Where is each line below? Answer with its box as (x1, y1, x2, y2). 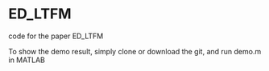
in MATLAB (8, 55, 46, 65)
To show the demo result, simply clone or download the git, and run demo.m (8, 46, 262, 56)
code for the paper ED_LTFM (8, 31, 104, 41)
